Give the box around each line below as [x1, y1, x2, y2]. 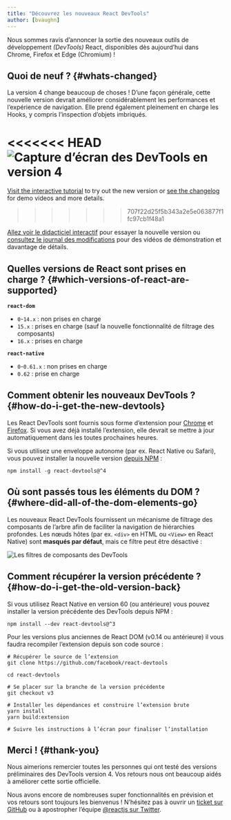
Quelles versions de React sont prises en [7, 263, 186, 275]
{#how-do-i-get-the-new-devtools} [7, 400, 165, 412]
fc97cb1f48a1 [127, 215, 164, 223]
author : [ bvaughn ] [7, 17, 60, 23]
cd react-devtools [7, 671, 60, 679]
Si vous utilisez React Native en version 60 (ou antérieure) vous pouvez [7, 600, 210, 608]
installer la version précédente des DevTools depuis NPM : [7, 607, 174, 615]
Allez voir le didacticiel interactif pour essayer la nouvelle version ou [7, 228, 201, 237]
